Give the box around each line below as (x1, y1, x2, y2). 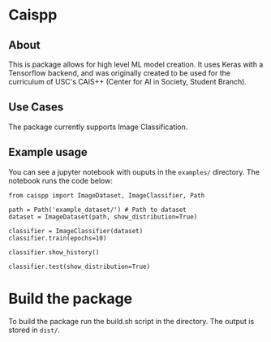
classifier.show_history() (8, 248, 100, 257)
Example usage (8, 145, 88, 159)
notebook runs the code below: (8, 175, 114, 185)
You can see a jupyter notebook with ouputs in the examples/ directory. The (8, 167, 260, 176)
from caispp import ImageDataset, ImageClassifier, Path (8, 191, 205, 200)
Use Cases (8, 100, 64, 115)
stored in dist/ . (8, 325, 61, 335)
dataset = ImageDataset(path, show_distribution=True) (8, 213, 198, 221)
